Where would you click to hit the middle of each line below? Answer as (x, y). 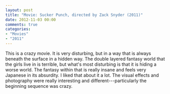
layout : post (19, 10)
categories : (18, 29)
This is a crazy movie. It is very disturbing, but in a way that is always (78, 53)
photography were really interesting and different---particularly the (76, 81)
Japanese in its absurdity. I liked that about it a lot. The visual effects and (82, 75)
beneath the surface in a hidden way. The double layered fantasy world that (85, 59)
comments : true (22, 24)
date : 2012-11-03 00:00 (31, 20)
